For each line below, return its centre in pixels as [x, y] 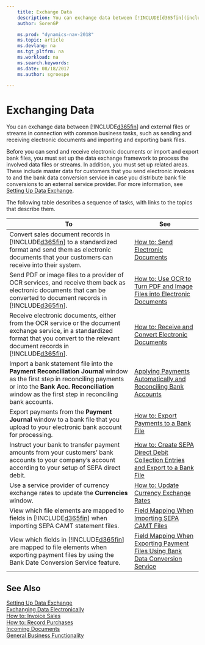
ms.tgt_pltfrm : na [41, 52]
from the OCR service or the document [65, 323]
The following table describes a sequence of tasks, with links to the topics [99, 203]
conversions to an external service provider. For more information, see [95, 184]
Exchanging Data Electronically [45, 610]
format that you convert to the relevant [65, 338]
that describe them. [31, 209]
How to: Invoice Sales [34, 616]
